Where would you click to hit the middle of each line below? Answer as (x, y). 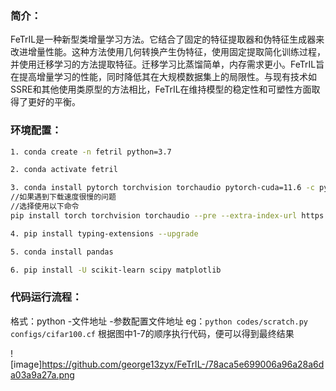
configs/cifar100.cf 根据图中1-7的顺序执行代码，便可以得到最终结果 (152, 333)
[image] (26, 364)
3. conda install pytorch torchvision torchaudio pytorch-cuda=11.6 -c (162, 188)
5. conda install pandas (62, 252)
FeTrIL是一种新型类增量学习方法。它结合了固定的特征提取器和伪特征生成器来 (167, 39)
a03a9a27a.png (42, 374)
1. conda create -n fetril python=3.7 (91, 152)
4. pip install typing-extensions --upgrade (104, 233)
